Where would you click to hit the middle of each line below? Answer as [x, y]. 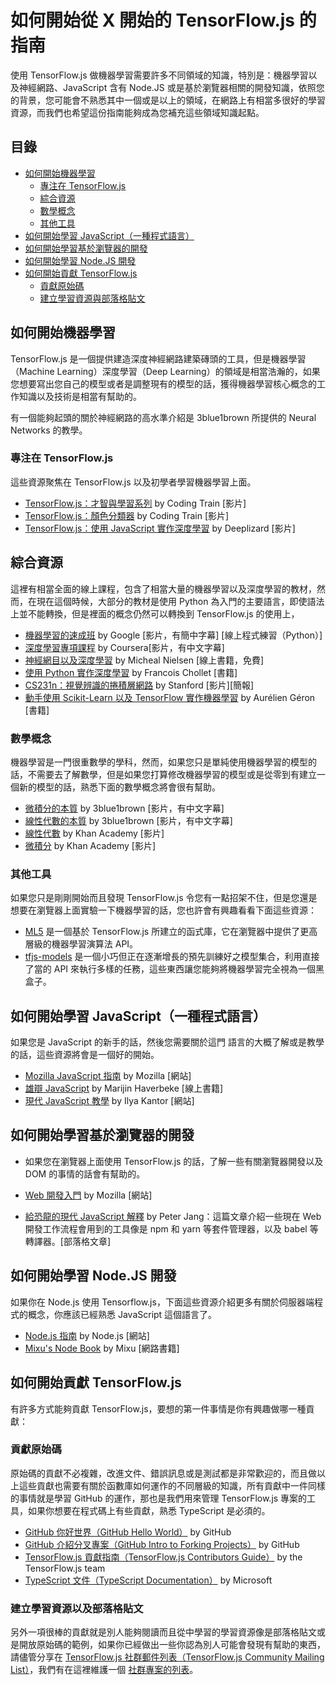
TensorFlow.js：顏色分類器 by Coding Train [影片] [127, 515]
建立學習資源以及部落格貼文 [77, 1608]
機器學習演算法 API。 [95, 944]
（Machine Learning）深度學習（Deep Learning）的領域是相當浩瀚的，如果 [165, 371]
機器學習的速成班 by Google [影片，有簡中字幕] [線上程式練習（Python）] [173, 635]
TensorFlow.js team [65, 1568]
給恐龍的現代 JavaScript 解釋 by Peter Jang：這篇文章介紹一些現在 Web [173, 1216]
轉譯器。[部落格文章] [68, 1241]
